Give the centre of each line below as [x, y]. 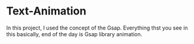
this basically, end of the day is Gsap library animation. [74, 34]
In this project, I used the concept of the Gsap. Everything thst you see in [97, 28]
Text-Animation [46, 11]
